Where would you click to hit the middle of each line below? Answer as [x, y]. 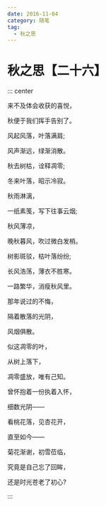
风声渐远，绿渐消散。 [38, 151]
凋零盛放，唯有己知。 [38, 377]
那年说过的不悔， [32, 301]
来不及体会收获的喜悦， [41, 106]
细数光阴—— [26, 407]
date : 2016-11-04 [33, 14]
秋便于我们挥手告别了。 [41, 120]
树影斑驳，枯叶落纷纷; [40, 257]
